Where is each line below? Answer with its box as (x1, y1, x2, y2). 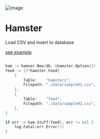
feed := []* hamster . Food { (5, 68, 60, 73)
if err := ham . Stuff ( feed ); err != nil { (5, 120, 94, 125)
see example (5, 49, 32, 55)
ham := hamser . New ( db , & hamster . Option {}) (5, 63, 96, 68)
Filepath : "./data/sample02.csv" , (23, 101, 96, 106)
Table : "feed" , (23, 96, 62, 101)
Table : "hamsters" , (23, 78, 71, 83)
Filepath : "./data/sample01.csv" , (23, 82, 96, 87)
